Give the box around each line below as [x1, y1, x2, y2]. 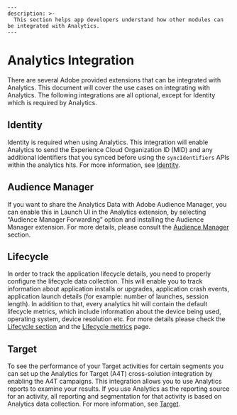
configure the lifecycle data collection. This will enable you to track [7, 277, 203, 286]
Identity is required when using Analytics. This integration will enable [7, 138, 209, 146]
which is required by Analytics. [7, 98, 98, 107]
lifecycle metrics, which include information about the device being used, [7, 307, 221, 316]
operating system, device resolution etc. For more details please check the [7, 315, 226, 323]
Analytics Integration [7, 53, 135, 68]
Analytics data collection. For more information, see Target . [7, 399, 181, 409]
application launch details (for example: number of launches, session [7, 292, 209, 301]
